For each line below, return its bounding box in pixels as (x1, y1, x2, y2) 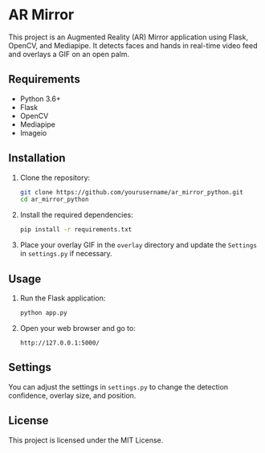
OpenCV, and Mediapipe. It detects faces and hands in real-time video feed (8, 40, 258, 50)
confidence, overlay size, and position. (8, 390, 137, 400)
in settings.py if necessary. (19, 249, 112, 259)
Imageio (19, 128, 47, 137)
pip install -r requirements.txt (19, 226, 132, 234)
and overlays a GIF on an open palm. (8, 49, 130, 59)
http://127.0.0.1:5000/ (19, 339, 100, 347)
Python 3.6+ (19, 94, 62, 104)
